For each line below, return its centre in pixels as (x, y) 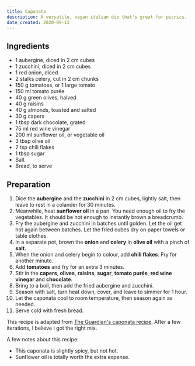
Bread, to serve (34, 166)
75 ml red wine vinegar (43, 129)
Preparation (29, 184)
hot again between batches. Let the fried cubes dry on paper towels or (100, 230)
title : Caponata (26, 11)
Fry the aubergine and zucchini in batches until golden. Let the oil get (98, 223)
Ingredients (28, 46)
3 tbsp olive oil (33, 141)
